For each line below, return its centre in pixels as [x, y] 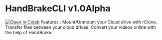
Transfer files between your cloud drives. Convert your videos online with [81, 27]
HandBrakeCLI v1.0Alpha [58, 9]
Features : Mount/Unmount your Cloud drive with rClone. [99, 22]
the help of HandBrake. [29, 32]
